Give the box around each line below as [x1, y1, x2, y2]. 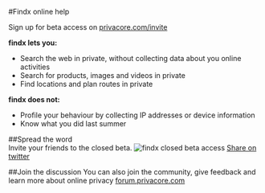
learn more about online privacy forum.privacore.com [8, 176, 185, 185]
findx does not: [8, 95, 60, 104]
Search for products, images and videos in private [19, 71, 186, 80]
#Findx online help [8, 7, 70, 16]
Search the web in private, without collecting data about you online [19, 54, 242, 63]
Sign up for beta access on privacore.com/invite [8, 23, 168, 31]
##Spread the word [8, 134, 73, 144]
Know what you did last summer [19, 119, 127, 128]
